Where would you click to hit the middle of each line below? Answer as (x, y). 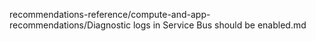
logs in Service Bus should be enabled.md (219, 25)
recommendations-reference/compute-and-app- (110, 14)
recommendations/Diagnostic (70, 25)
